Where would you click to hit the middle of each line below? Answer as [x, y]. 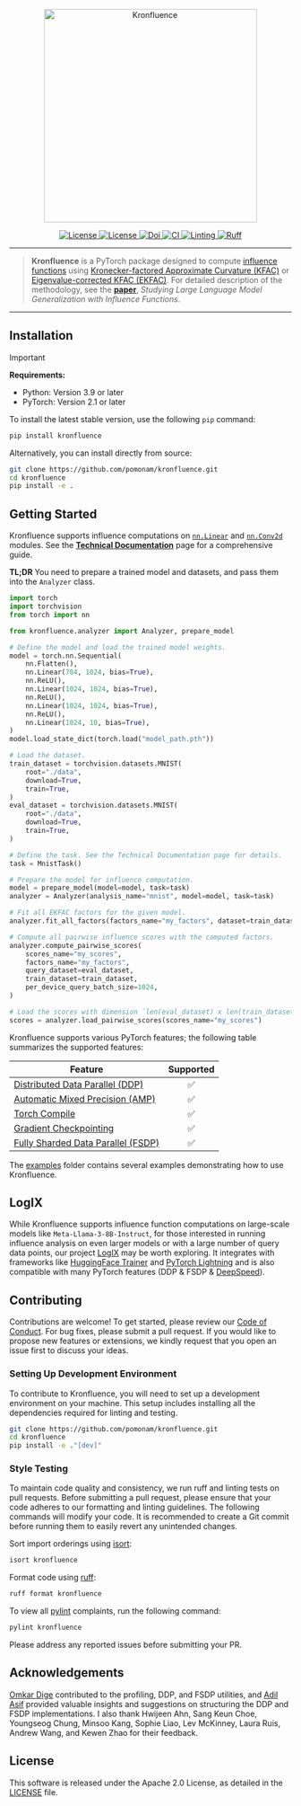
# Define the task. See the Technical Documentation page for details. [146, 855]
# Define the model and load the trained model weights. [118, 647]
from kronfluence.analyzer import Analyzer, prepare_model [122, 631]
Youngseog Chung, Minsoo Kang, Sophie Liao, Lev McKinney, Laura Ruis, [145, 1723]
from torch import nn [50, 615]
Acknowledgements [67, 1673]
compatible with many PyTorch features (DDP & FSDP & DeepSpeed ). [138, 1272]
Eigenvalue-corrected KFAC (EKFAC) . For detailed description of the [157, 280]
